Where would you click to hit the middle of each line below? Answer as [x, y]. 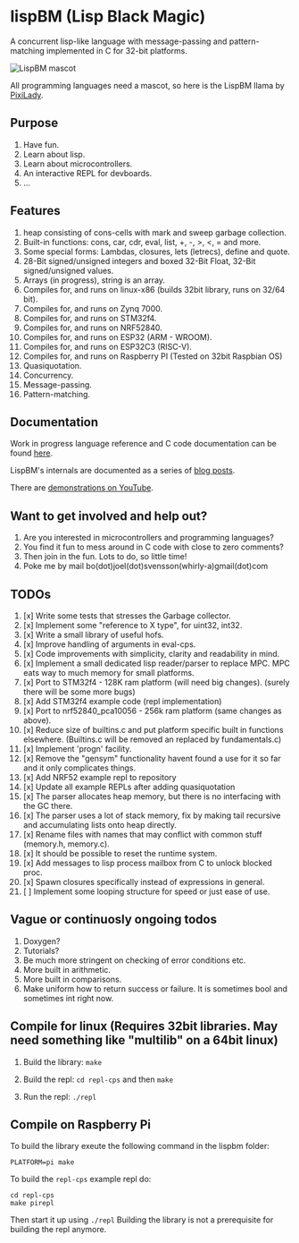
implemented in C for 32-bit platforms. [117, 50]
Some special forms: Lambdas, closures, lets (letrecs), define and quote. [157, 251]
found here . [31, 453]
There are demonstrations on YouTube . [82, 488]
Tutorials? [41, 950]
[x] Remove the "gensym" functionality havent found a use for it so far [152, 758]
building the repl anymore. [58, 1230]
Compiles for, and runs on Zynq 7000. [93, 308]
